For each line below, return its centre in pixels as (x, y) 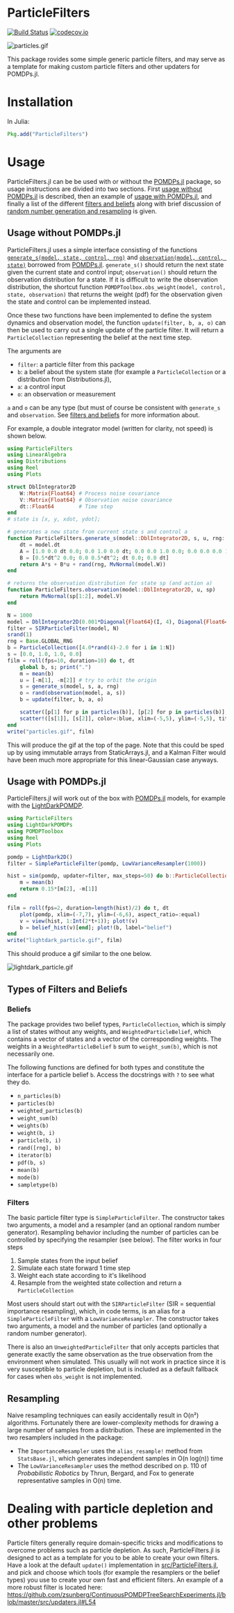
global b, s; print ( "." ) (56, 667)
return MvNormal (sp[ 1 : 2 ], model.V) (71, 596)
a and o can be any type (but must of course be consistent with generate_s (114, 407)
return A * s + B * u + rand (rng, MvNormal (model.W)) (93, 564)
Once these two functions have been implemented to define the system (109, 315)
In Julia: (18, 121)
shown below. (27, 435)
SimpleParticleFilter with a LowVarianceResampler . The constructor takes (113, 1319)
